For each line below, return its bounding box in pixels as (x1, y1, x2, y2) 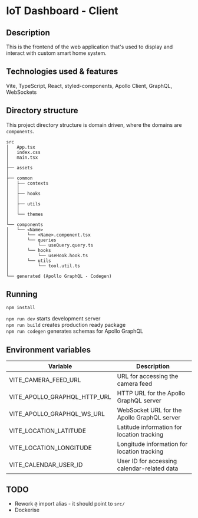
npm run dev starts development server (6, 315, 101, 322)
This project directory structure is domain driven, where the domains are (6, 121, 182, 128)
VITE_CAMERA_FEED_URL (9, 376, 81, 384)
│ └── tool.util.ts (6, 263, 81, 269)
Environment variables (6, 345, 91, 355)
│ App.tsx (6, 144, 35, 150)
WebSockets (6, 88, 37, 96)
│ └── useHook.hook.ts (6, 253, 88, 258)
